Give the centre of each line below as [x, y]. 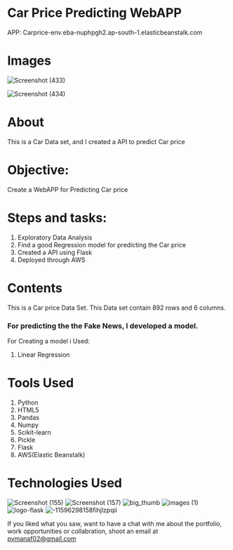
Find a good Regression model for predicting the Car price [101, 244]
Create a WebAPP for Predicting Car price [68, 189]
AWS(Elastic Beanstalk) [51, 454]
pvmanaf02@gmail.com [42, 538]
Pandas [28, 417]
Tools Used [41, 383]
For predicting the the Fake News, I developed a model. [103, 326]
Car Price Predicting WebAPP [95, 13]
